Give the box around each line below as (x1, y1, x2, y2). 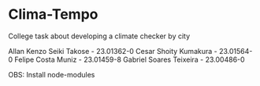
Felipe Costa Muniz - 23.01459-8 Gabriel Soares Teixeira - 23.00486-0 (14, 55, 246, 64)
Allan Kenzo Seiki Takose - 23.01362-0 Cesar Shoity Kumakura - (8, 46, 218, 56)
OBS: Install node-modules (8, 70, 95, 79)
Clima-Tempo (8, 5, 98, 23)
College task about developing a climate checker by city (8, 31, 191, 41)
